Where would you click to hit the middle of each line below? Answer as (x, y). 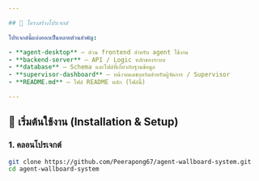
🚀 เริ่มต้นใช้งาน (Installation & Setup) (93, 122)
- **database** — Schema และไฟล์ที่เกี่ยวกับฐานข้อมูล (82, 67)
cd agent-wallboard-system (54, 169)
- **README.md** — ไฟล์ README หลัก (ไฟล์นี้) (77, 82)
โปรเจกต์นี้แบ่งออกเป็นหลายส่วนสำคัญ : (53, 37)
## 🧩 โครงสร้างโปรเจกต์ (38, 23)
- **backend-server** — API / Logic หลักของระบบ (87, 60)
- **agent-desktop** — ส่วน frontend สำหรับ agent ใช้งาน (98, 52)
